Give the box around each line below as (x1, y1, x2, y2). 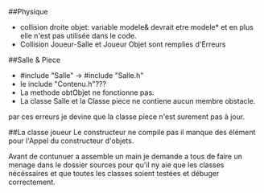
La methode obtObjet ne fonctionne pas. (19, 88, 155, 97)
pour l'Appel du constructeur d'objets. (8, 136, 134, 146)
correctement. (8, 177, 56, 187)
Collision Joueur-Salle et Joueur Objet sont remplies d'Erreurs (19, 39, 226, 49)
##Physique (8, 7, 48, 16)
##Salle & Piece (8, 55, 61, 64)
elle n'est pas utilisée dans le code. (19, 31, 137, 40)
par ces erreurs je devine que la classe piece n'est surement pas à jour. (8, 112, 245, 121)
